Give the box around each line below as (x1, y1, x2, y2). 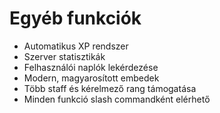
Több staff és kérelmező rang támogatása (23, 82, 197, 94)
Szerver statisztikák (23, 50, 106, 62)
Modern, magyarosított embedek (23, 72, 160, 84)
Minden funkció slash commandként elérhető (23, 93, 211, 105)
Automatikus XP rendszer (23, 40, 129, 52)
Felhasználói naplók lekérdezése (23, 61, 159, 73)
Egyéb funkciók (9, 7, 142, 30)
